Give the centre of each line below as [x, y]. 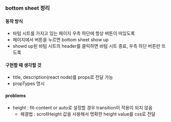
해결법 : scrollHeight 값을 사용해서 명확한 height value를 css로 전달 [88, 114]
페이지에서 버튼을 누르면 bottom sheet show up [61, 40]
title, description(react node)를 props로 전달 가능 [63, 77]
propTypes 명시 [28, 84]
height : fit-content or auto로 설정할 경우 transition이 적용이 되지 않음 [82, 107]
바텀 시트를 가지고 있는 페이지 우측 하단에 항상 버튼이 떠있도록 [74, 34]
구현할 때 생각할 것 [23, 65]
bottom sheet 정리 [27, 8]
